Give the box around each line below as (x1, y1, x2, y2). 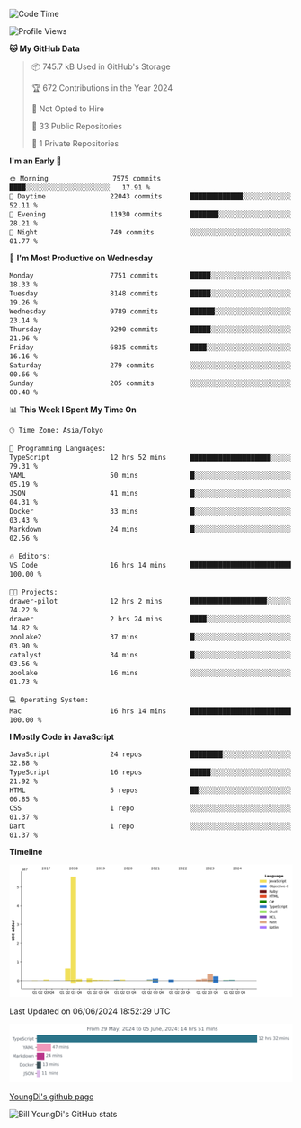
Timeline (9, 847, 43, 857)
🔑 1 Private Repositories (31, 138, 120, 148)
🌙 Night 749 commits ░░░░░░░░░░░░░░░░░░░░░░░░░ (9, 228, 292, 237)
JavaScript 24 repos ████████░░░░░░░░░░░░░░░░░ (9, 750, 292, 759)
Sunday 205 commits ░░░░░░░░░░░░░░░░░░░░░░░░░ (9, 379, 292, 388)
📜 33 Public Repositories (31, 121, 123, 131)
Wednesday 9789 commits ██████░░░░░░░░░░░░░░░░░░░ (9, 307, 292, 316)
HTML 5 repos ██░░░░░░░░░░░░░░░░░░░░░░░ (9, 786, 292, 795)
